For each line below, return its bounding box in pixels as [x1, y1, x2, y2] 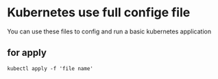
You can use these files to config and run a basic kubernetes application [7, 27, 211, 35]
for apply [7, 47, 47, 59]
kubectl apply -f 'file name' [7, 65, 94, 72]
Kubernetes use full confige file [7, 5, 191, 20]
